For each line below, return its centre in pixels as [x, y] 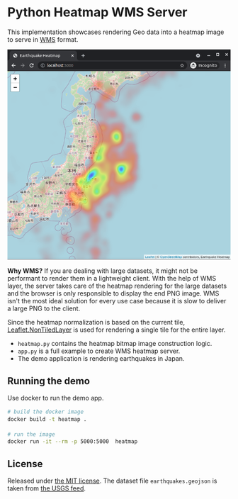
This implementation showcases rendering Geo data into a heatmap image [116, 32]
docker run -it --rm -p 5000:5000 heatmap [73, 442]
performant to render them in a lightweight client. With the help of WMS [112, 279]
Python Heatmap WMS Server [97, 12]
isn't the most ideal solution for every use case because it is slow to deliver [117, 301]
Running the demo [49, 381]
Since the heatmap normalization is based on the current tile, [96, 323]
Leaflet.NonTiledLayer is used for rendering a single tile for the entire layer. [117, 330]
